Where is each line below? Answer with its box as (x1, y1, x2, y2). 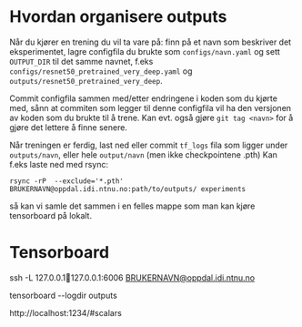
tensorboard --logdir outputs (9, 290, 118, 301)
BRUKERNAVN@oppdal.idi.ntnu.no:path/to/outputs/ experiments (9, 184, 247, 193)
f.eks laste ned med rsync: (9, 158, 109, 169)
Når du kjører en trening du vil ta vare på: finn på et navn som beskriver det (9, 36, 292, 47)
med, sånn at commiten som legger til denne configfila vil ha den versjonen (9, 102, 292, 113)
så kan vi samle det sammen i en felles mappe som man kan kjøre (9, 200, 256, 211)
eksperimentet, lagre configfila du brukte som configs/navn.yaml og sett (9, 46, 280, 56)
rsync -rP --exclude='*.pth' (9, 176, 125, 186)
